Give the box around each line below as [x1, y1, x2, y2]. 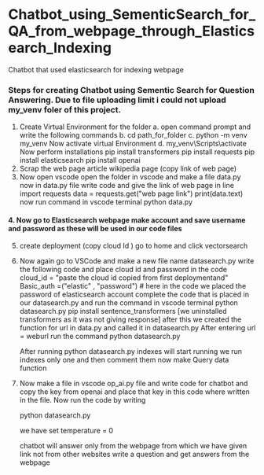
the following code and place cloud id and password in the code [19, 265, 228, 274]
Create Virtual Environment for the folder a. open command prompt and [19, 122, 251, 131]
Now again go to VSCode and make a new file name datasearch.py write [19, 256, 255, 266]
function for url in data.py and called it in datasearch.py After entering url [19, 323, 256, 333]
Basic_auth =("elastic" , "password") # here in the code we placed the [19, 282, 247, 291]
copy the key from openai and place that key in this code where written [19, 387, 250, 396]
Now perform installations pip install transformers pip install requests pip [19, 147, 255, 156]
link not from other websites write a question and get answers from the [19, 450, 250, 459]
